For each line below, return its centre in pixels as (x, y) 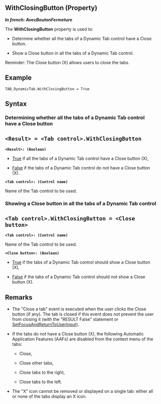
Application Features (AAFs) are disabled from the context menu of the (82, 339)
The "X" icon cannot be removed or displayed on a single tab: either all (82, 391)
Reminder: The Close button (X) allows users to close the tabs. (67, 62)
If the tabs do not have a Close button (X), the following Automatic (78, 334)
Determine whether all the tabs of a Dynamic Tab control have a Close (82, 38)
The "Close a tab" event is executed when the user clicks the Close (79, 309)
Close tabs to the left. (41, 382)
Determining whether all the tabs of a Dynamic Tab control (75, 118)
